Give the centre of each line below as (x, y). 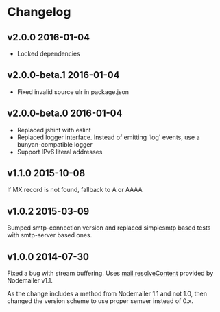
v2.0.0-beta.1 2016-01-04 (63, 75)
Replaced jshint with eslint (54, 130)
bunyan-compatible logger (54, 144)
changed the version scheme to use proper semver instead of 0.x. (100, 301)
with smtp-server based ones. (50, 235)
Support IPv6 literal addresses (60, 152)
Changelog (39, 12)
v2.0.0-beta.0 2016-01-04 (65, 113)
